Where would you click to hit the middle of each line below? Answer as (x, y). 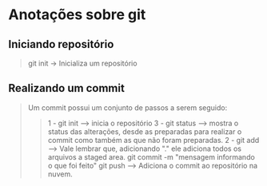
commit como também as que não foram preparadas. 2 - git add (153, 140)
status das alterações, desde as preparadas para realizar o (145, 131)
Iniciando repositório (61, 44)
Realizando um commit (67, 88)
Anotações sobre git (77, 15)
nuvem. (60, 174)
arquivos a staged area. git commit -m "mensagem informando (151, 156)
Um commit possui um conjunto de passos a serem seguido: (128, 107)
